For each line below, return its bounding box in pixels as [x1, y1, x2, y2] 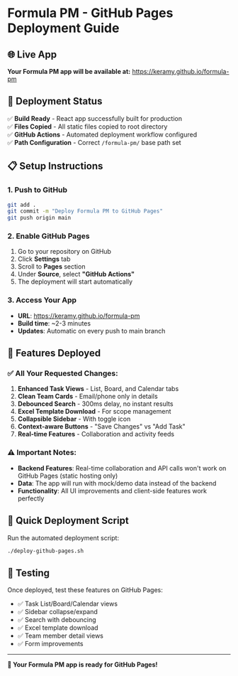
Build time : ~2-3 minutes [17, 318, 91, 328]
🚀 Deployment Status [7, 95, 103, 107]
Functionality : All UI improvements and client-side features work [17, 486, 208, 495]
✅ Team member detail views [17, 631, 104, 640]
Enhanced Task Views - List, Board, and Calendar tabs [17, 385, 179, 393]
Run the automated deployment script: [7, 533, 119, 542]
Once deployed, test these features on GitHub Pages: [7, 586, 163, 594]
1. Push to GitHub [7, 185, 68, 195]
